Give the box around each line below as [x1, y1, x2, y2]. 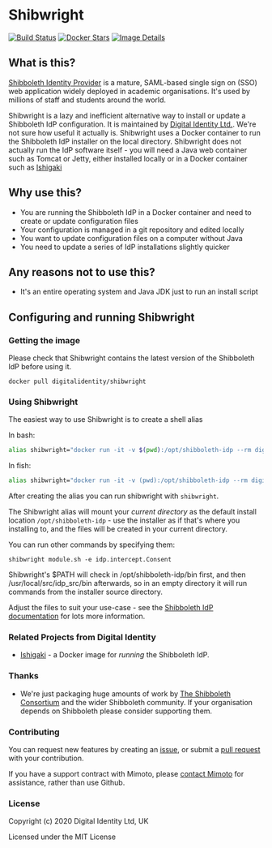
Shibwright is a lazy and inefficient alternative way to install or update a [8, 110, 246, 120]
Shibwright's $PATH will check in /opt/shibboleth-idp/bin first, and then [8, 570, 246, 579]
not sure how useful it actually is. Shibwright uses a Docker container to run [8, 127, 261, 137]
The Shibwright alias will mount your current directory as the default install [8, 507, 257, 517]
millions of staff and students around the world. [8, 95, 167, 105]
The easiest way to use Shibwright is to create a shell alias [8, 415, 203, 424]
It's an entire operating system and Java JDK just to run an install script [19, 286, 259, 297]
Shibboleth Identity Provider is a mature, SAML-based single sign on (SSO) [8, 77, 257, 87]
